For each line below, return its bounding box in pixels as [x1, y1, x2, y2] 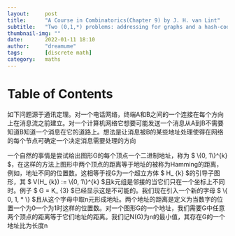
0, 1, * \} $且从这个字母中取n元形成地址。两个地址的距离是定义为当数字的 [7, 195, 218, 203]
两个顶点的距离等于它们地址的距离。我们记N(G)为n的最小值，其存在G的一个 [7, 212, 225, 221]
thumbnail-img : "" [7, 29, 61, 37]
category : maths [7, 56, 61, 63]
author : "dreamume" [7, 43, 77, 50]
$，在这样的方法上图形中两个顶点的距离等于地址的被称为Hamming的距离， [7, 160, 223, 168]
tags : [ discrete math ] [7, 50, 92, 57]
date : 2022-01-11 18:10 [7, 36, 96, 43]
